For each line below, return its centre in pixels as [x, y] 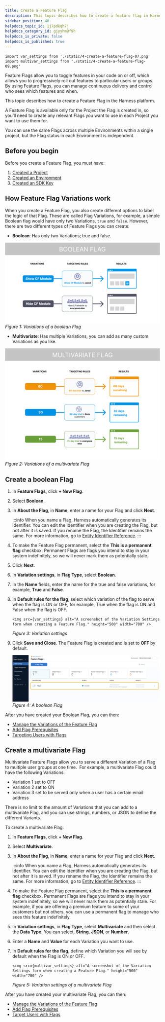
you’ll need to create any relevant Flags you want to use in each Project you [82, 115]
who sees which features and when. [42, 91]
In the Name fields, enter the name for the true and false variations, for [84, 584]
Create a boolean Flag [39, 479]
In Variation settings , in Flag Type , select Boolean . [64, 575]
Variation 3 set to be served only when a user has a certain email [78, 793]
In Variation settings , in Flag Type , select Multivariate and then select [84, 927]
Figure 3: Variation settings [40, 633]
